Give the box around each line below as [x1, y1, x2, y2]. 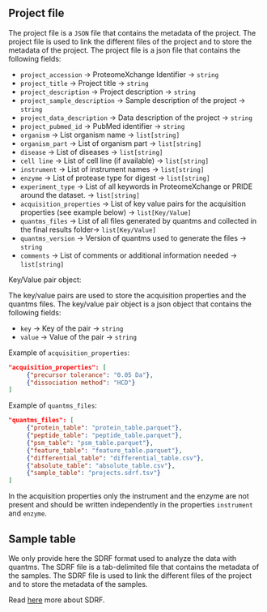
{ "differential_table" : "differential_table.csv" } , [26, 454, 205, 462]
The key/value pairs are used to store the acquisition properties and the [8, 290, 247, 300]
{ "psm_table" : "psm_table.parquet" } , [26, 439, 154, 447]
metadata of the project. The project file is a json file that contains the [8, 45, 241, 55]
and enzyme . [8, 508, 47, 518]
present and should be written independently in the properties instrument [8, 500, 253, 510]
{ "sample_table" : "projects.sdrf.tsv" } [26, 469, 161, 477]
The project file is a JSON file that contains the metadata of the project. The [8, 28, 256, 37]
